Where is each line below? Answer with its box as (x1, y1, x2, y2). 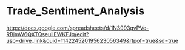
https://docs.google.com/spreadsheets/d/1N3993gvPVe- (6, 24, 149, 31)
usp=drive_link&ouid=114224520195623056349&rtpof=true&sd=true (6, 37, 179, 44)
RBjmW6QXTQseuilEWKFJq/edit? (6, 30, 89, 37)
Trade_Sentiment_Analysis (6, 4, 144, 18)
